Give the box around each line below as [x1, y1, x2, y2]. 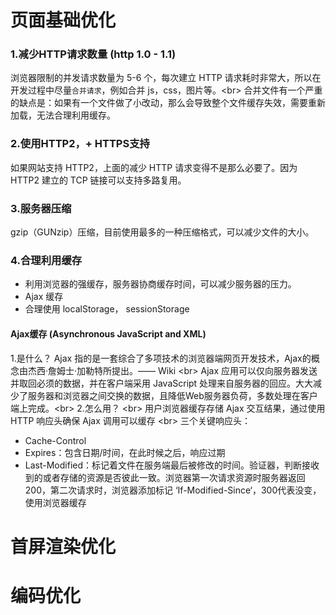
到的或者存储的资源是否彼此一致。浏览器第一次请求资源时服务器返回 [24, 471, 306, 483]
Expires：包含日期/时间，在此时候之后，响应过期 [24, 446, 226, 458]
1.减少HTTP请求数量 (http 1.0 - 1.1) [10, 47, 177, 61]
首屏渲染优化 [10, 535, 117, 558]
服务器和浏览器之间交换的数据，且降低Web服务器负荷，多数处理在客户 [27, 389, 318, 401]
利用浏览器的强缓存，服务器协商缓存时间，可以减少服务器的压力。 [24, 278, 297, 290]
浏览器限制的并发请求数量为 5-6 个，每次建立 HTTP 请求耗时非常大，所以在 [10, 72, 322, 84]
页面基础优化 [10, 9, 117, 32]
